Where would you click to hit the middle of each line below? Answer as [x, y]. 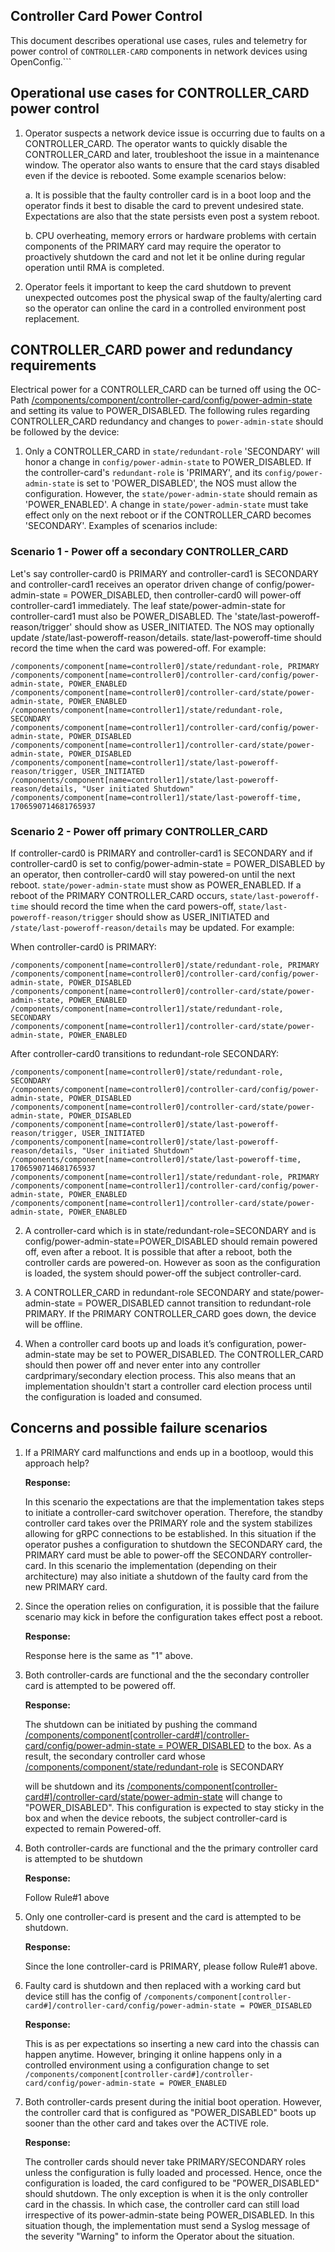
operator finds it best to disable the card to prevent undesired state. [164, 205]
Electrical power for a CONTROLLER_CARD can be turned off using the [156, 390]
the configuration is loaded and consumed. [113, 1397]
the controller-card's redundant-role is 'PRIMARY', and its [143, 473]
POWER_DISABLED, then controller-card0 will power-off [186, 595]
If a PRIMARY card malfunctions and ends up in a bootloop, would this [169, 1452]
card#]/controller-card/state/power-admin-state [123, 1796]
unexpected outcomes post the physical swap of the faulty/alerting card [173, 297]
